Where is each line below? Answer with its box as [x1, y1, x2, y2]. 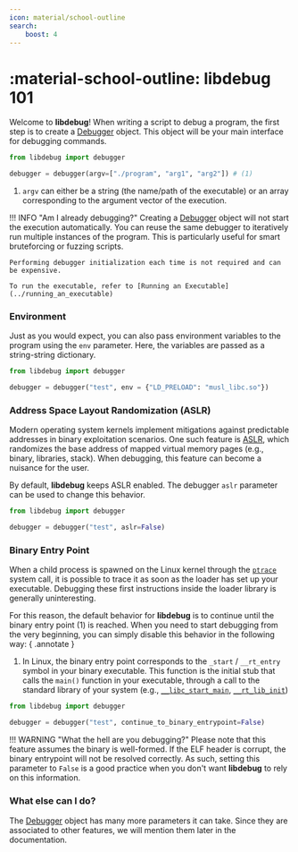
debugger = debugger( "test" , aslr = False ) [9, 523, 166, 532]
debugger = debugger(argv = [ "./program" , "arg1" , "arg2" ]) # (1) [9, 169, 253, 179]
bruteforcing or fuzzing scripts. [9, 241, 124, 251]
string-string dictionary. [9, 350, 96, 361]
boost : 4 [25, 30, 58, 38]
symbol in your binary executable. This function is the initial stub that [21, 666, 276, 677]
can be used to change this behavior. [9, 490, 145, 500]
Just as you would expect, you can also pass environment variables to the [9, 330, 281, 341]
